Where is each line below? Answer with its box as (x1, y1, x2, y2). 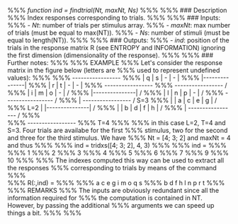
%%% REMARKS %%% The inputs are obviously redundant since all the (7, 187, 220, 194)
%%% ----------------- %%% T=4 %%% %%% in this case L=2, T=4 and (7, 119, 226, 126)
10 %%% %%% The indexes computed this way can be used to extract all (7, 156, 225, 165)
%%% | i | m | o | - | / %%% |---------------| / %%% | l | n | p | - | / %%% (7, 88, 225, 97)
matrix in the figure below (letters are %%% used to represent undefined (7, 66, 220, 74)
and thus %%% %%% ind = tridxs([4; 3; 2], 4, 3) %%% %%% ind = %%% (7, 141, 227, 149)
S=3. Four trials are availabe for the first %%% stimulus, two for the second (7, 126, 228, 134)
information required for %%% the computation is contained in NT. (7, 194, 203, 202)
